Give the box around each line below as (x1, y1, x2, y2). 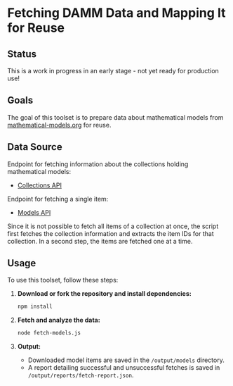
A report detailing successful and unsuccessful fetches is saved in (27, 363, 220, 372)
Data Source (7, 141, 62, 153)
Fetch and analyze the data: (17, 316, 100, 325)
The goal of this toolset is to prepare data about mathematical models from (7, 113, 224, 121)
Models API (17, 208, 51, 216)
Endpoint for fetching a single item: (7, 194, 109, 203)
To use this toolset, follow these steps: (7, 276, 119, 285)
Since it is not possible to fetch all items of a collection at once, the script (7, 222, 219, 230)
